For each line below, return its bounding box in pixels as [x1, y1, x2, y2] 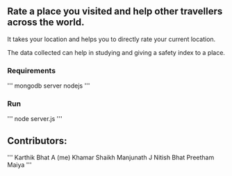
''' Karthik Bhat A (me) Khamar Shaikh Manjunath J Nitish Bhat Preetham [7, 153, 215, 162]
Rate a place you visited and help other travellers [7, 6, 223, 17]
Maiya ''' [7, 161, 33, 169]
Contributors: [7, 135, 67, 147]
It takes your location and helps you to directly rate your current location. [7, 35, 216, 43]
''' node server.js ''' [7, 115, 63, 123]
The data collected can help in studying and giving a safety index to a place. [7, 48, 226, 56]
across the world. [7, 17, 85, 29]
